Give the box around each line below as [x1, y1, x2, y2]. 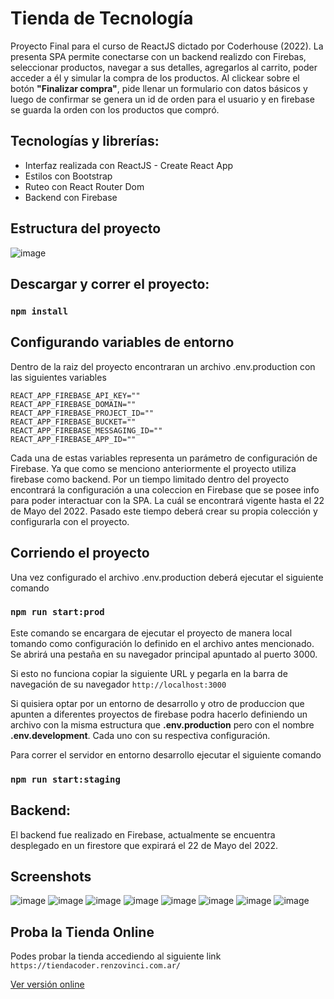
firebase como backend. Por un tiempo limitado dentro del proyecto [10, 473, 290, 485]
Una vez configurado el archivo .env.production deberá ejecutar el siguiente [10, 571, 324, 583]
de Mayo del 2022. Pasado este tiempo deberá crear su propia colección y [10, 505, 318, 517]
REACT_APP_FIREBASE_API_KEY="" [10, 390, 141, 401]
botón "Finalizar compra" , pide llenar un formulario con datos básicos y [10, 82, 308, 94]
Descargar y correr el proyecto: [10, 275, 210, 292]
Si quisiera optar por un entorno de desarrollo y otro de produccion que [10, 697, 305, 709]
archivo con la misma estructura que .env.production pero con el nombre [10, 718, 315, 731]
